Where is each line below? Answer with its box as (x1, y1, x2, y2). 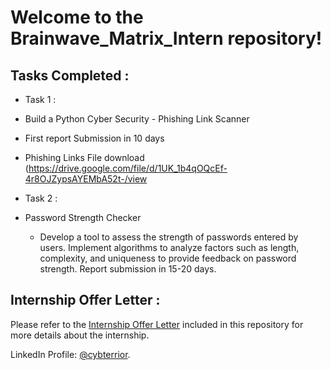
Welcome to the (10, 6, 144, 29)
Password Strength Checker (24, 212, 142, 223)
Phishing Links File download (24, 152, 145, 163)
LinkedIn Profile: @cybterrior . (10, 348, 131, 360)
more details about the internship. (10, 329, 150, 341)
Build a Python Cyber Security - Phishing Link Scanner (24, 113, 250, 125)
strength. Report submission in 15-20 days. (39, 263, 217, 275)
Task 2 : (24, 192, 58, 204)
